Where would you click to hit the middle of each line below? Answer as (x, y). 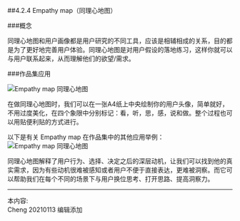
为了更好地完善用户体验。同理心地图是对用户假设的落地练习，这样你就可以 (123, 50)
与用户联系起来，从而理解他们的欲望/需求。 (71, 58)
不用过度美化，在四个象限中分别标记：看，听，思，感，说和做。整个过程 (114, 113)
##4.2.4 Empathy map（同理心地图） (62, 10)
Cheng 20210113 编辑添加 (45, 210)
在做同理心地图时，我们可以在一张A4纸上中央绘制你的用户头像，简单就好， (118, 104)
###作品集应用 (29, 74)
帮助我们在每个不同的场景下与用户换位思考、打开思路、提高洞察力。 (114, 179)
